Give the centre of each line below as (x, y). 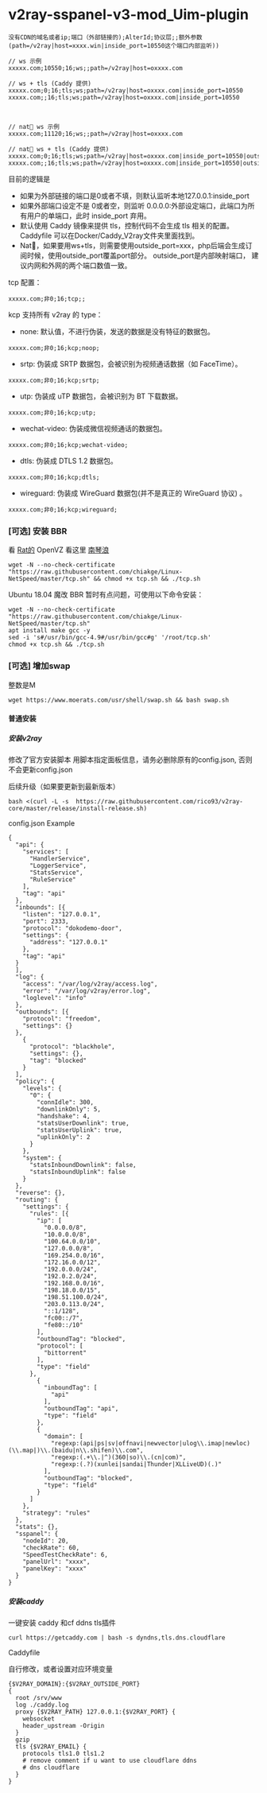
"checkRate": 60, (51, 1548)
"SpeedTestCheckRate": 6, (66, 1555)
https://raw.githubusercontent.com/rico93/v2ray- (160, 802)
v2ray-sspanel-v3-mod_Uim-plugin (128, 15)
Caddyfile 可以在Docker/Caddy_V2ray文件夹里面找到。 (109, 235)
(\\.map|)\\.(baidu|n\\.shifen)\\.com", (76, 1451)
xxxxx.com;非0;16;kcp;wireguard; (63, 510)
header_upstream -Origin (64, 1726)
